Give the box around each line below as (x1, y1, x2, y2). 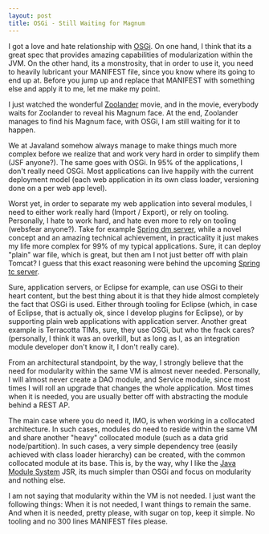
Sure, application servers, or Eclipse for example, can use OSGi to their (8, 282, 243, 292)
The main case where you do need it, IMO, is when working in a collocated (8, 415, 255, 425)
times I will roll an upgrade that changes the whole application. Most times (8, 382, 254, 393)
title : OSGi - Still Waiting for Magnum (8, 19, 146, 27)
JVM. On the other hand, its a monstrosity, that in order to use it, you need (8, 58, 254, 68)
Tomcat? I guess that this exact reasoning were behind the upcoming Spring (8, 258, 261, 268)
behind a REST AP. (8, 400, 71, 410)
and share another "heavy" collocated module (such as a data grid (8, 432, 229, 442)
